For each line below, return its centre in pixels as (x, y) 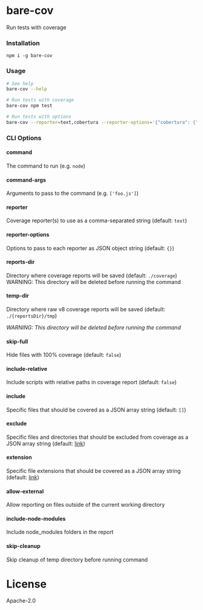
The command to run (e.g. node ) (46, 166)
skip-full (17, 341)
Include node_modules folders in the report (60, 532)
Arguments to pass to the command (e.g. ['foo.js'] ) (72, 193)
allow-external (25, 491)
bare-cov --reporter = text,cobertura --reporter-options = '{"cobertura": (98, 122)
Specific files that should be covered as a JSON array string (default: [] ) (96, 410)
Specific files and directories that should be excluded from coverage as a (97, 437)
